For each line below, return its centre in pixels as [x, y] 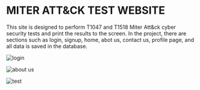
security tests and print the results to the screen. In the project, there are [96, 33]
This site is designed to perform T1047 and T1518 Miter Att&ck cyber [91, 27]
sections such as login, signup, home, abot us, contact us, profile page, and [100, 40]
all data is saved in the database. [47, 46]
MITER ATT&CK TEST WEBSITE [86, 10]
